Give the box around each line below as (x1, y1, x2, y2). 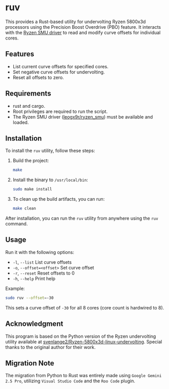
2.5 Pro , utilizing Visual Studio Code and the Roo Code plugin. (5, 378, 136, 384)
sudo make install (12, 187, 52, 192)
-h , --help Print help (12, 275, 55, 281)
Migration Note (5, 359, 55, 367)
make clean (12, 206, 36, 211)
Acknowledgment (5, 320, 64, 328)
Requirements (5, 89, 51, 98)
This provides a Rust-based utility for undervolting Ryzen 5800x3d (5, 18, 146, 25)
